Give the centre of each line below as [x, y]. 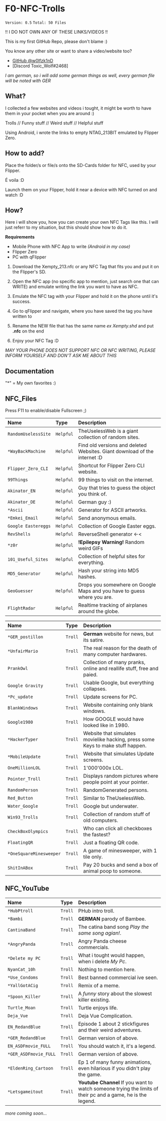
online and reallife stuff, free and [121, 668]
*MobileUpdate [24, 757]
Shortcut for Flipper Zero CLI [111, 466]
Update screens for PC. [110, 697]
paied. [90, 675]
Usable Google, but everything [119, 683]
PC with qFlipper [29, 257]
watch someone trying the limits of [118, 1088]
